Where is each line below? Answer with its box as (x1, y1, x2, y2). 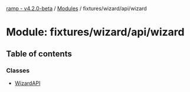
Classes (6, 66, 30, 74)
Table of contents (6, 49, 72, 59)
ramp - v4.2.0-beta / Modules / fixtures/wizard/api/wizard (6, 5, 148, 12)
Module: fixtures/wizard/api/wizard (6, 26, 185, 39)
